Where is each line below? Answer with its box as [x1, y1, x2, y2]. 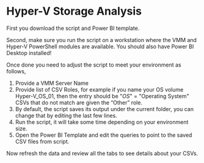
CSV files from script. [15, 137, 70, 145]
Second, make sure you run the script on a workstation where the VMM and [6, 36, 197, 43]
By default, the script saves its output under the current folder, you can [15, 105, 194, 112]
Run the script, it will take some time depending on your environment [15, 118, 189, 126]
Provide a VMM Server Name [15, 79, 89, 87]
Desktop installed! [6, 49, 52, 56]
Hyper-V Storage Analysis [6, 4, 142, 18]
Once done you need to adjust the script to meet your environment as [6, 61, 181, 68]
